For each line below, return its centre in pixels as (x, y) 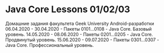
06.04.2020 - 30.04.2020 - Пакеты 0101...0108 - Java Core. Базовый (78, 29)
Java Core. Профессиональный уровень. (50, 45)
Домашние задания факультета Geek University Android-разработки (80, 23)
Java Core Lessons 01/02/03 (68, 9)
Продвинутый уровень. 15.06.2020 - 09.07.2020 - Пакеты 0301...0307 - (82, 40)
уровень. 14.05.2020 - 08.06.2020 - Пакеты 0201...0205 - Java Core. (79, 34)
